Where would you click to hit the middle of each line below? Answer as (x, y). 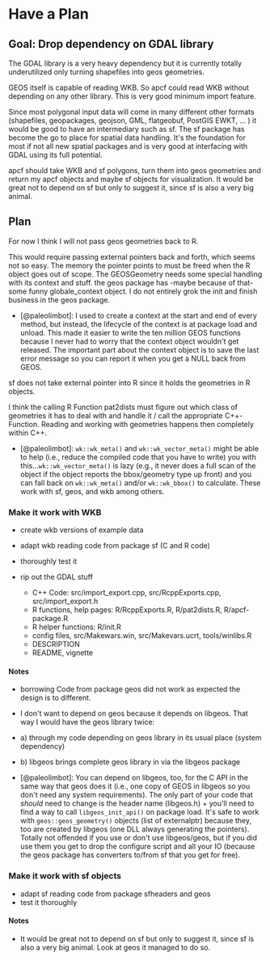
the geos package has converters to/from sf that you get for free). (130, 855)
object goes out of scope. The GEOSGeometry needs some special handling (135, 274)
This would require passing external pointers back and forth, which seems (132, 256)
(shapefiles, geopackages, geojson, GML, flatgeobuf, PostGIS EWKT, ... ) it (133, 121)
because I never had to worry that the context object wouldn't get (129, 341)
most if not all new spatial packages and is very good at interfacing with (128, 146)
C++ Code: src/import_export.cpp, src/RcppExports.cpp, (127, 593)
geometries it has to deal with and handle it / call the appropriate (116, 415)
